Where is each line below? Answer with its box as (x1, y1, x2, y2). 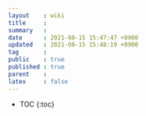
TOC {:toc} (19, 99, 55, 109)
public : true (8, 56, 65, 64)
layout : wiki (8, 11, 65, 20)
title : (8, 19, 47, 27)
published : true (8, 63, 65, 71)
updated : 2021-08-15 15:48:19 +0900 (8, 41, 139, 49)
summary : (8, 26, 47, 34)
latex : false (8, 77, 68, 85)
